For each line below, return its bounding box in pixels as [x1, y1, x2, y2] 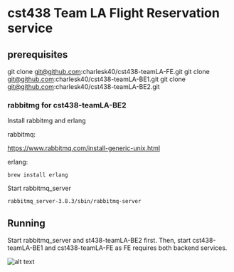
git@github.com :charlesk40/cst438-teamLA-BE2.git [7, 83, 160, 90]
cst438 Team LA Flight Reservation [7, 5, 220, 21]
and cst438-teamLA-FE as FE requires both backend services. [44, 244, 228, 252]
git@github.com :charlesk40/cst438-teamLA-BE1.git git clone [7, 75, 186, 83]
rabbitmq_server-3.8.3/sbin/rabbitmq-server [7, 198, 142, 205]
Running [7, 217, 46, 229]
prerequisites [7, 48, 68, 61]
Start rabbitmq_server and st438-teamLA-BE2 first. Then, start [7, 236, 191, 245]
